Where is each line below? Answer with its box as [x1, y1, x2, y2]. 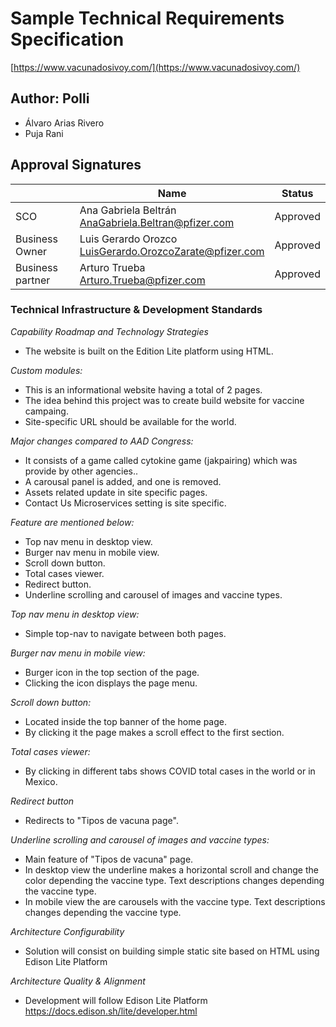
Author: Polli [10, 90, 90, 107]
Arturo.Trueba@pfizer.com [79, 273, 206, 287]
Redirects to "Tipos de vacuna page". [24, 814, 179, 826]
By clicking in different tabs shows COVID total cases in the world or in [24, 765, 316, 777]
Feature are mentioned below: [10, 516, 135, 528]
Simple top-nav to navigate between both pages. [24, 627, 227, 639]
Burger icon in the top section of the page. [24, 666, 200, 678]
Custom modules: [10, 364, 83, 376]
